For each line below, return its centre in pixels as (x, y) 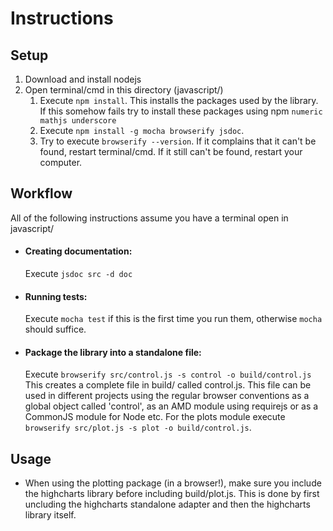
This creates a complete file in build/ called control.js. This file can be (168, 385)
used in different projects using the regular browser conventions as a (167, 396)
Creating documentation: (78, 251)
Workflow (41, 193)
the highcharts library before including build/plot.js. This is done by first (172, 494)
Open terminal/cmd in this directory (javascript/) (124, 90)
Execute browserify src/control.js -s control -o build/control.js (168, 374)
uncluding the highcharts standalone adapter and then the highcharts (167, 504)
